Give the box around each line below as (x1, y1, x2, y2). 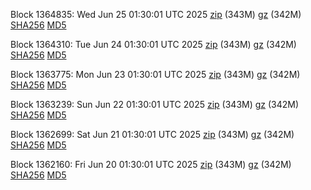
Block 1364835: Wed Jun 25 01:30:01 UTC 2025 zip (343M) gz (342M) (10, 9, 302, 20)
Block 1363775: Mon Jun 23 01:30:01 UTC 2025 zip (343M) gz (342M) (10, 69, 301, 80)
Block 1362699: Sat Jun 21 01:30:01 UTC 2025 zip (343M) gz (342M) (10, 129, 295, 140)
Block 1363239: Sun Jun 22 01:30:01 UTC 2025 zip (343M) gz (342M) (10, 99, 300, 110)
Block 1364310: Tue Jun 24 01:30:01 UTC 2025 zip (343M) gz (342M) (10, 39, 297, 50)
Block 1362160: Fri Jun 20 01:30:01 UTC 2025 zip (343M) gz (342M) (10, 159, 292, 170)
